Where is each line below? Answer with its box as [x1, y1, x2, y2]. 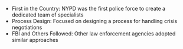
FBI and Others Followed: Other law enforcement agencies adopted [11, 30, 176, 37]
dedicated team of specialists [11, 11, 84, 18]
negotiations [11, 24, 43, 31]
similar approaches [11, 37, 58, 43]
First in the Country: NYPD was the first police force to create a [11, 5, 166, 12]
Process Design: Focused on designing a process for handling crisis [11, 18, 178, 24]
